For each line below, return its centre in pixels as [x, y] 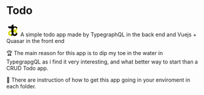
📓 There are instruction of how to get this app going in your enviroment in [98, 80]
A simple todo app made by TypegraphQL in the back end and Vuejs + [108, 34]
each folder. [21, 86]
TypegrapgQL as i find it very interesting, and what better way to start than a [102, 62]
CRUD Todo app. [27, 68]
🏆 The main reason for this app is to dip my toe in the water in [85, 53]
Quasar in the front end [36, 41]
